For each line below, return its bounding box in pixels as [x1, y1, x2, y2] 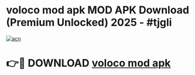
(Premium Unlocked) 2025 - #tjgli [6, 16, 172, 29]
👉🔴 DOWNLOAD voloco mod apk [6, 56, 171, 70]
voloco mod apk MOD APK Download [6, 3, 189, 17]
